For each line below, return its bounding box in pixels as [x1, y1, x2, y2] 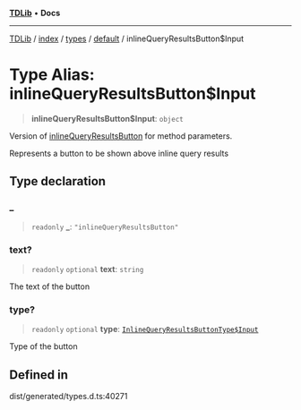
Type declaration [9, 174, 106, 189]
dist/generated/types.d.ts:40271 [9, 391, 128, 402]
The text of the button [9, 281, 90, 292]
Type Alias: [9, 64, 96, 85]
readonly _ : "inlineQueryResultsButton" [30, 221, 179, 232]
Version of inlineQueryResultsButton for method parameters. [9, 130, 233, 141]
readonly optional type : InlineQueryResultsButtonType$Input [30, 324, 259, 335]
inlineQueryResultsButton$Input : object [30, 113, 184, 124]
